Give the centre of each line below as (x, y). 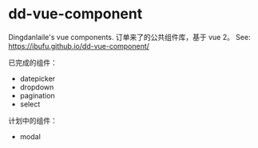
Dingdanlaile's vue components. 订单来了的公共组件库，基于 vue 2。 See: (129, 37)
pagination (38, 95)
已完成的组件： (33, 62)
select (30, 104)
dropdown (37, 87)
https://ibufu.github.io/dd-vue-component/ (79, 46)
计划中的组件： (33, 120)
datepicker (38, 78)
